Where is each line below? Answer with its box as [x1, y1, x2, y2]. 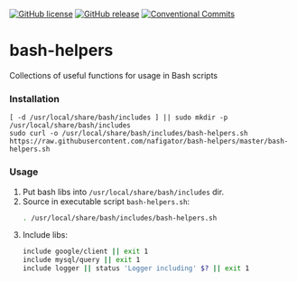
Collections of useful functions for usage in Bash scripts [9, 70, 218, 80]
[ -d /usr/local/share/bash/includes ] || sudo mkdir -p [9, 113, 228, 122]
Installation [9, 92, 60, 105]
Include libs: [22, 230, 68, 240]
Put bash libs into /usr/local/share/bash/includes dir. [22, 186, 224, 197]
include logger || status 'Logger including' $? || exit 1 [22, 264, 250, 273]
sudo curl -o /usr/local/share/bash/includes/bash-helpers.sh [9, 129, 248, 138]
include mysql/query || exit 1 [22, 256, 141, 265]
